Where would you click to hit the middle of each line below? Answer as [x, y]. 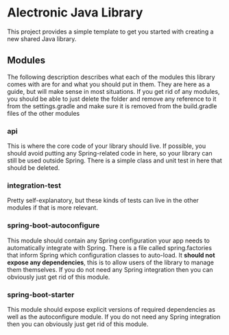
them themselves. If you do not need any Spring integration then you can [110, 269]
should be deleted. [34, 168]
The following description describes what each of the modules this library [111, 77]
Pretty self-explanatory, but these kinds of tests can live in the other [103, 201]
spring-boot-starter [41, 295]
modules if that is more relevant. [52, 208]
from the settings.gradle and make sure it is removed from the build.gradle [112, 106]
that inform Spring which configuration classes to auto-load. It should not [111, 255]
